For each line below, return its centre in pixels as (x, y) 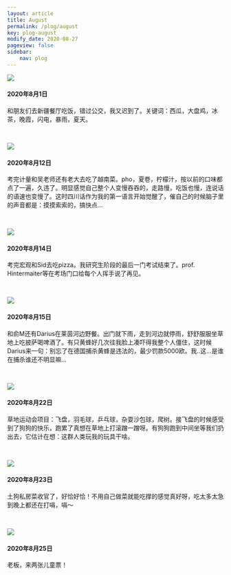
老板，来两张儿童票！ (37, 565)
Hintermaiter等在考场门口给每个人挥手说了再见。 (76, 273)
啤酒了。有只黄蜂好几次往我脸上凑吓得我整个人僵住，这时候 (127, 342)
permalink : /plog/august (43, 26)
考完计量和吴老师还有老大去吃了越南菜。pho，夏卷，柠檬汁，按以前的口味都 (115, 179)
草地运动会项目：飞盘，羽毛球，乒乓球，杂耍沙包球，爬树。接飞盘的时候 (109, 419)
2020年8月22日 (30, 403)
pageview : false (30, 45)
